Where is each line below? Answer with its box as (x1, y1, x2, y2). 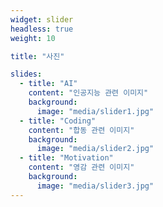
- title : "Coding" (19, 116, 97, 126)
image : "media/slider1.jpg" (36, 106, 155, 116)
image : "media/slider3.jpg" (36, 181, 155, 191)
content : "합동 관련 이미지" (28, 125, 135, 135)
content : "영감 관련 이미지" (28, 162, 135, 173)
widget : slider (10, 14, 74, 25)
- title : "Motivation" (19, 153, 114, 163)
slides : (10, 69, 43, 80)
